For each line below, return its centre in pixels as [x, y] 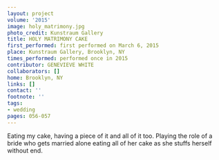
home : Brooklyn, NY [35, 78]
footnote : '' [26, 97]
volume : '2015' [29, 20]
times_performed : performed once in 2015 [68, 59]
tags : [15, 103]
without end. [25, 150]
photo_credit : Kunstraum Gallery [55, 33]
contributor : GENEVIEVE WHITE [51, 65]
